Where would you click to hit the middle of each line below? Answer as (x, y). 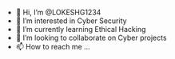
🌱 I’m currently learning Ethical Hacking (81, 29)
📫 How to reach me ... (53, 47)
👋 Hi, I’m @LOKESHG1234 (58, 12)
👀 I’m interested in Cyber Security (71, 21)
